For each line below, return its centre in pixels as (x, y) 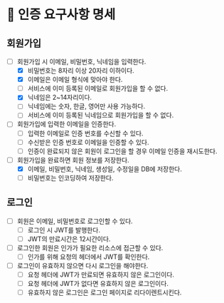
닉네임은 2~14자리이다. (60, 98)
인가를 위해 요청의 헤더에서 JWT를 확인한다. (89, 257)
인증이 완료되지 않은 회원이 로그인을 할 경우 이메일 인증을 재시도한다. (122, 151)
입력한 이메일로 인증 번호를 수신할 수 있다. (85, 133)
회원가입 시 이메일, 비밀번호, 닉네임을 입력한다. (81, 62)
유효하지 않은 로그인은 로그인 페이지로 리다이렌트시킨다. (105, 292)
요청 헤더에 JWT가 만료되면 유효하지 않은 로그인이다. (101, 274)
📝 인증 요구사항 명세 (61, 15)
